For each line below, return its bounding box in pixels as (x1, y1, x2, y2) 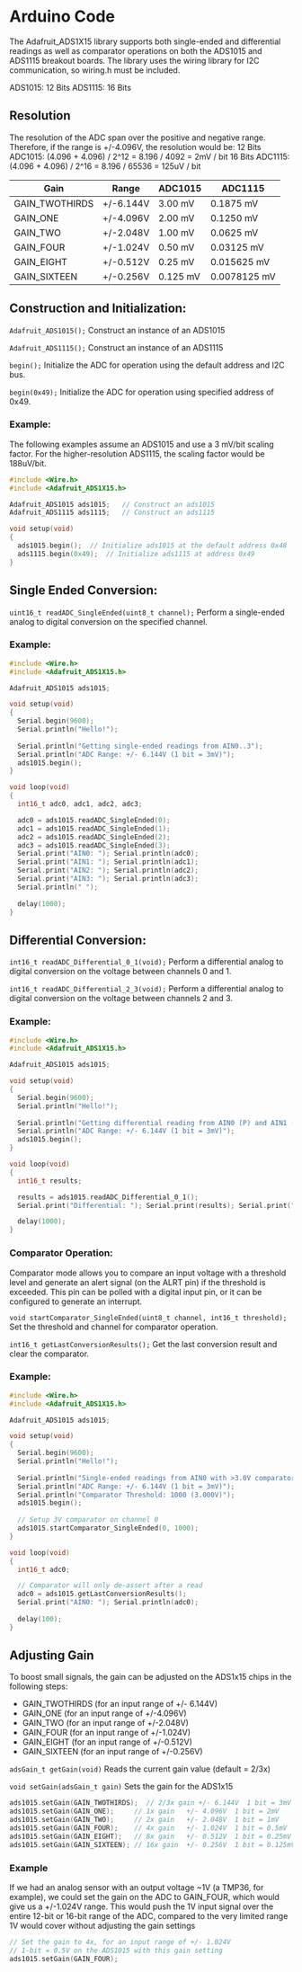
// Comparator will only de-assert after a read (17, 1581, 203, 1590)
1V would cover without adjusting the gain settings (9, 1921, 196, 1932)
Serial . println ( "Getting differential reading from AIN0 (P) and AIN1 (17, 1118, 288, 1127)
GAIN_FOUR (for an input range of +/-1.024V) (22, 1728, 191, 1738)
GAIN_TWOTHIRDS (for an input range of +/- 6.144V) (22, 1699, 218, 1710)
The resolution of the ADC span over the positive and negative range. (9, 132, 267, 143)
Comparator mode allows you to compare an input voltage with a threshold (9, 1267, 287, 1278)
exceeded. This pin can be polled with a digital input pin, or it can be (9, 1286, 262, 1297)
